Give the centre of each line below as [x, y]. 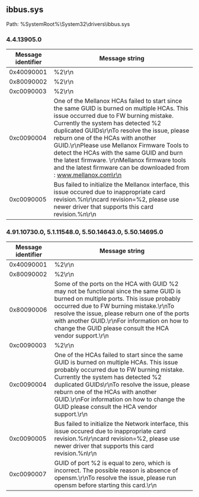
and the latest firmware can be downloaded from [121, 168]
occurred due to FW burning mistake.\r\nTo [114, 306]
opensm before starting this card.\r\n [105, 485]
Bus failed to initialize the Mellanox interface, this [121, 185]
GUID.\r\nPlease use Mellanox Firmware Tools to [121, 146]
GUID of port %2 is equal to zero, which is [113, 463]
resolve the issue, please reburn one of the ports [122, 313]
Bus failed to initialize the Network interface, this [121, 424]
